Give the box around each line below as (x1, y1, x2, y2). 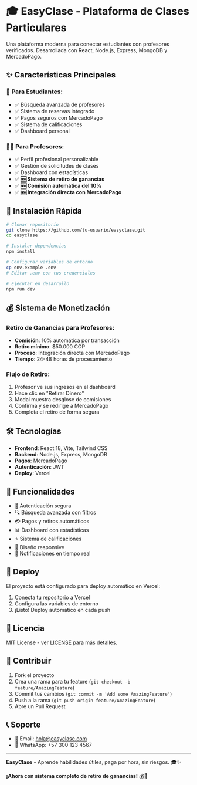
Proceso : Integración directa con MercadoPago (14, 350, 130, 357)
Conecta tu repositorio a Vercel (14, 594, 90, 601)
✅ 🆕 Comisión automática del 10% (14, 182, 102, 189)
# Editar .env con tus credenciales (6, 270, 96, 276)
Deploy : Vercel (14, 470, 51, 477)
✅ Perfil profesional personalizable (14, 155, 98, 163)
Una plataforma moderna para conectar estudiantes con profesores (6, 40, 170, 48)
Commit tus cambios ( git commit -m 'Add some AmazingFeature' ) (14, 690, 172, 697)
